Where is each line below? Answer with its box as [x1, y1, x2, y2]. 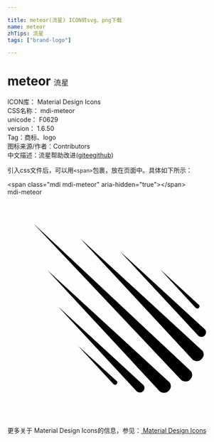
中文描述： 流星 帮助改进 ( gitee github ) [7, 151, 114, 160]
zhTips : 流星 [7, 30, 44, 37]
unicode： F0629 [7, 115, 59, 124]
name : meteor [7, 23, 46, 31]
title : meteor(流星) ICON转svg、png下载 [7, 16, 122, 23]
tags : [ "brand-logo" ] [7, 36, 72, 43]
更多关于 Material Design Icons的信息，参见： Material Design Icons [7, 426, 207, 435]
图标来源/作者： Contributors [7, 142, 90, 151]
